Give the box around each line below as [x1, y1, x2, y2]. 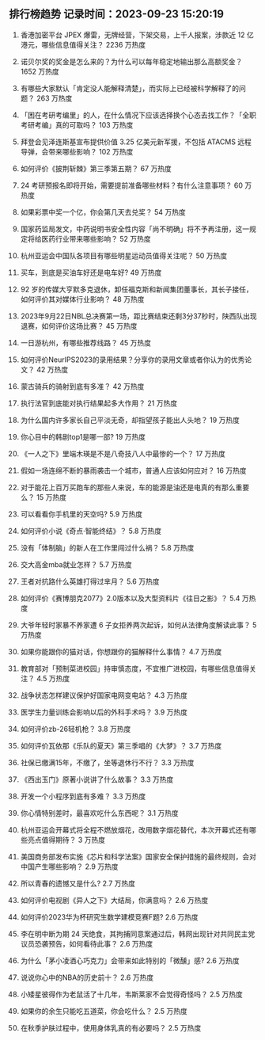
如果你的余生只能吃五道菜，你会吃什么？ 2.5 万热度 [20, 1006, 188, 1015]
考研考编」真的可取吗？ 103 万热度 [20, 120, 134, 129]
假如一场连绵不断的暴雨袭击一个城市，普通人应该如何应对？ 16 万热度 [20, 466, 248, 475]
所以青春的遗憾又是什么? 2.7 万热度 [20, 878, 136, 888]
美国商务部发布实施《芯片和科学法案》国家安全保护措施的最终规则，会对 [20, 851, 256, 861]
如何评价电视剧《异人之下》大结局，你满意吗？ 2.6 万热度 [20, 895, 209, 905]
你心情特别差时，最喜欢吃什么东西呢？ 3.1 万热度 [20, 808, 179, 817]
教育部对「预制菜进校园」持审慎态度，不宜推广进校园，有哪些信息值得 [20, 664, 250, 673]
